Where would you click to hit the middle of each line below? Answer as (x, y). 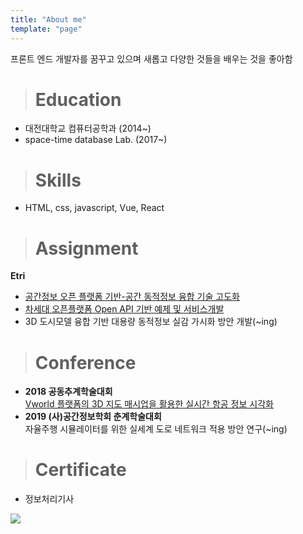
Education (78, 99)
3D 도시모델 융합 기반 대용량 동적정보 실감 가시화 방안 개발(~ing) (151, 322)
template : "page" (46, 29)
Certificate (80, 470)
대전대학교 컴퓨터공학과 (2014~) (88, 128)
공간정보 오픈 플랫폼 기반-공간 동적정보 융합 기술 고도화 (132, 297)
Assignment (86, 248)
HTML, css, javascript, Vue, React (94, 208)
